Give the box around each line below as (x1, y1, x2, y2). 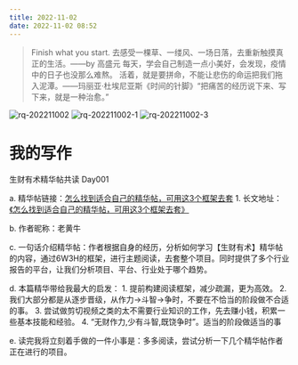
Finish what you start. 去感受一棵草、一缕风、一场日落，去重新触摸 (30, 46, 276, 58)
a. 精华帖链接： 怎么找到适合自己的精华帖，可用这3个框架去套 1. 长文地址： (9, 193, 283, 204)
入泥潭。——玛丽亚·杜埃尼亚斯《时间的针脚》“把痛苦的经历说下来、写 (30, 80, 286, 91)
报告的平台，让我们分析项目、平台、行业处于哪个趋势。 (9, 264, 212, 275)
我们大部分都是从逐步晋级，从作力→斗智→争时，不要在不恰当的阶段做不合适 (9, 295, 289, 305)
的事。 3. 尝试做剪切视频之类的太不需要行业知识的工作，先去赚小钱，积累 (9, 305, 278, 316)
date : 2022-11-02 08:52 (9, 21, 98, 30)
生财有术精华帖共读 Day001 (9, 174, 109, 185)
